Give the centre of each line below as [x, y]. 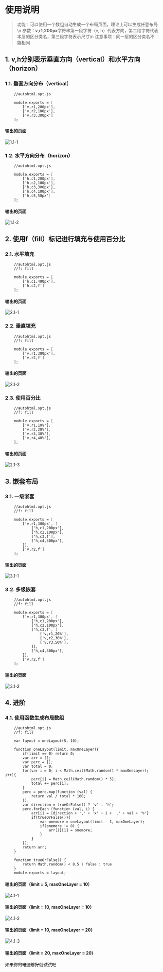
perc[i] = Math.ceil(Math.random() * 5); [74, 779]
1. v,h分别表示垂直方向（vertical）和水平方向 [73, 60]
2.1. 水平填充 [20, 254]
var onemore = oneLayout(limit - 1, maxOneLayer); [92, 822]
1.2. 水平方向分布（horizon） [39, 155]
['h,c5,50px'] [37, 196]
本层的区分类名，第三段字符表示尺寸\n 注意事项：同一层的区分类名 [84, 36]
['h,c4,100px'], [39, 192]
